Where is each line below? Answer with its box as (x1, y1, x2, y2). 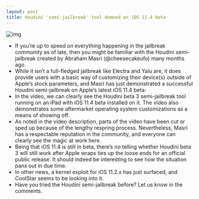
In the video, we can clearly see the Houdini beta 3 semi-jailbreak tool (14, 93, 186, 100)
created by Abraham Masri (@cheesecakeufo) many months (37, 55, 185, 62)
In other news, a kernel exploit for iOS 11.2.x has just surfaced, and (14, 168, 178, 175)
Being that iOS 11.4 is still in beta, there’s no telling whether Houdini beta (14, 143, 191, 150)
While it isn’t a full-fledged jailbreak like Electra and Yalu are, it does (14, 67, 181, 74)
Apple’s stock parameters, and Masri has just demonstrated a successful (14, 80, 193, 87)
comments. (14, 187, 43, 194)
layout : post (6, 8, 39, 15)
